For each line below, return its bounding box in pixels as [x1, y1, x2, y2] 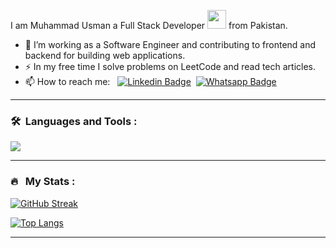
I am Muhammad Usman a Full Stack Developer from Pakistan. [10, 20, 288, 31]
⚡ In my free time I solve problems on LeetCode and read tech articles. [24, 61, 317, 72]
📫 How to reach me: [24, 76, 111, 87]
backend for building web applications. [24, 50, 186, 61]
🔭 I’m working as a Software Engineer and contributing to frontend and [24, 39, 317, 50]
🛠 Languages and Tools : [10, 114, 138, 128]
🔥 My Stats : [10, 175, 76, 189]
